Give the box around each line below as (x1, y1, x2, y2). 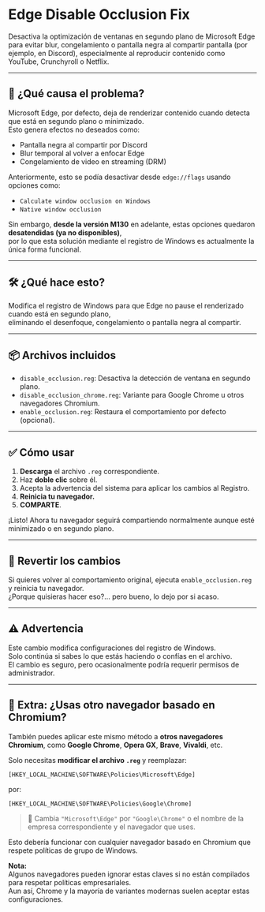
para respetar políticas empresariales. (8, 877, 132, 887)
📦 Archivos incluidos (8, 349, 117, 362)
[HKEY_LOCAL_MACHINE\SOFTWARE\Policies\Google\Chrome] (8, 799, 192, 808)
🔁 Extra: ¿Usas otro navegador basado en (8, 698, 215, 712)
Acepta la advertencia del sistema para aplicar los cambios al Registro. (19, 484, 250, 493)
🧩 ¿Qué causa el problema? (8, 87, 145, 100)
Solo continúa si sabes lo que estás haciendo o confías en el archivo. (8, 651, 233, 660)
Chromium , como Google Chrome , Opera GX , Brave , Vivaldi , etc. (8, 740, 223, 749)
